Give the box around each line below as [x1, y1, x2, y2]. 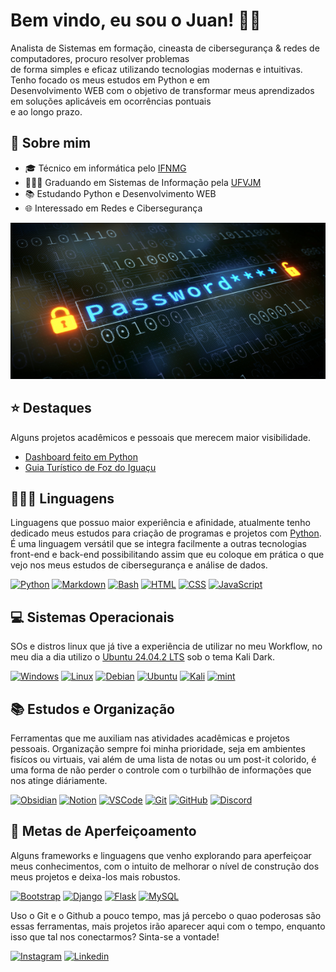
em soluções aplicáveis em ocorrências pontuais [10, 95, 212, 107]
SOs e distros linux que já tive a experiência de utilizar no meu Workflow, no [10, 640, 323, 653]
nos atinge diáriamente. [10, 775, 108, 786]
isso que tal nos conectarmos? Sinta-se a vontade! [10, 930, 220, 943]
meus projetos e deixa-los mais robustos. [10, 870, 181, 883]
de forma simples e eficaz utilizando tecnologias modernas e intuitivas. [10, 63, 303, 75]
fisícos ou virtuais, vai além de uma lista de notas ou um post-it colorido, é [10, 754, 317, 765]
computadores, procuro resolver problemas [10, 52, 190, 64]
